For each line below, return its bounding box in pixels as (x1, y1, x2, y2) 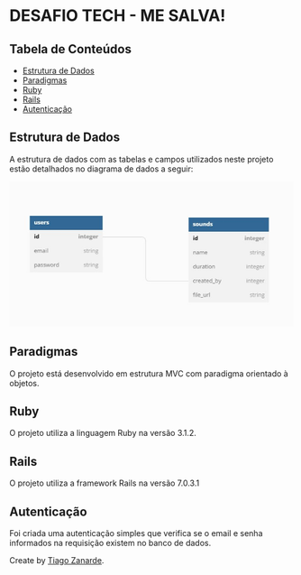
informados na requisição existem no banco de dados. (9, 538, 212, 548)
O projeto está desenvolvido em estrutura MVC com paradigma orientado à (9, 367, 288, 379)
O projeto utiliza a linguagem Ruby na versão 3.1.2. (9, 428, 196, 439)
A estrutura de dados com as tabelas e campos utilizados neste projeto (9, 153, 274, 164)
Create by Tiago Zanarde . (9, 555, 105, 565)
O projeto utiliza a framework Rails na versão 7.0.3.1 (9, 478, 200, 488)
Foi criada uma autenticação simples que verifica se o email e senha (9, 528, 263, 538)
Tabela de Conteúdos (9, 42, 132, 57)
